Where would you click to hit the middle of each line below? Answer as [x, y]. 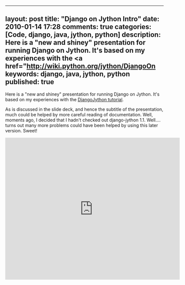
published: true [30, 82]
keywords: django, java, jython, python [68, 74]
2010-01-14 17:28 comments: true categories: [78, 27]
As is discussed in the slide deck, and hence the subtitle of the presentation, [84, 109]
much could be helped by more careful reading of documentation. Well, [79, 114]
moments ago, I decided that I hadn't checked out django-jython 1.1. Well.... [83, 120]
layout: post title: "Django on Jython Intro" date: [82, 19]
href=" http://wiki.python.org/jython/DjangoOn [80, 66]
